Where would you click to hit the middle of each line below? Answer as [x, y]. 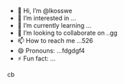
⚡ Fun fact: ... [36, 58]
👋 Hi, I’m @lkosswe [45, 11]
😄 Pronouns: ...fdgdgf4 [51, 51]
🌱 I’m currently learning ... [54, 25]
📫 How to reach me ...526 [55, 41]
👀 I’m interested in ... [47, 18]
